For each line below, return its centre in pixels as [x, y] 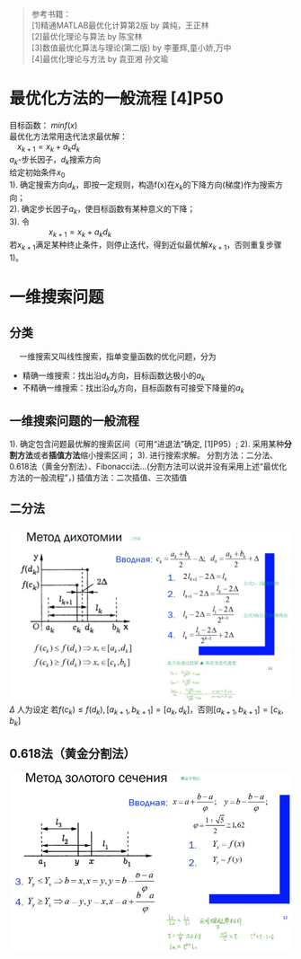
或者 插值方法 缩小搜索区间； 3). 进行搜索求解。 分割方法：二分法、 [155, 455]
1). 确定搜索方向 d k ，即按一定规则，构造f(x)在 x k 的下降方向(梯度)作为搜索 [142, 186]
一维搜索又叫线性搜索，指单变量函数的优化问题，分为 [118, 356]
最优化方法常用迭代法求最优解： [68, 136]
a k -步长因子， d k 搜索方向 [55, 160]
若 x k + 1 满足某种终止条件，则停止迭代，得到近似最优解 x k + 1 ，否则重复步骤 [146, 246]
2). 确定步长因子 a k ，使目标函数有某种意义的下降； [102, 210]
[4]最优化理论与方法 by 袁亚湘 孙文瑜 [100, 59]
